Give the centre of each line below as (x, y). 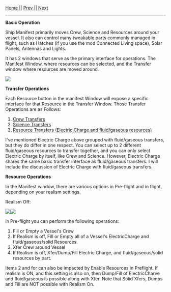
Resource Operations (28, 177)
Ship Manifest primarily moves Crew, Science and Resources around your (82, 32)
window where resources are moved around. (52, 69)
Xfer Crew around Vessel (39, 247)
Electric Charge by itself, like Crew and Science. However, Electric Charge (83, 156)
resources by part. (32, 258)
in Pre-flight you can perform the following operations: (62, 221)
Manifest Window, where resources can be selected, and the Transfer (78, 64)
